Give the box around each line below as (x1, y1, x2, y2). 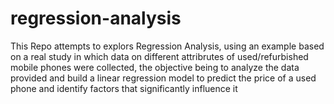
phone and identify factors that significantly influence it (10, 82, 238, 94)
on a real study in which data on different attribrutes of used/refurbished (10, 50, 309, 62)
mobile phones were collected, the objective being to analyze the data (10, 61, 300, 73)
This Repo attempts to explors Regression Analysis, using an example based (10, 40, 325, 52)
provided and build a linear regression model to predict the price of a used (10, 72, 317, 84)
